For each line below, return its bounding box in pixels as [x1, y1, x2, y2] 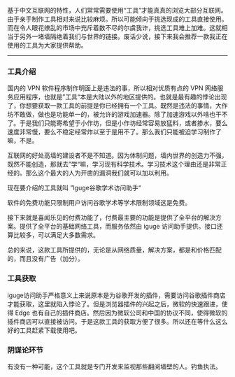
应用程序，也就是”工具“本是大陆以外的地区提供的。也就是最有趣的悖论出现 [13, 93, 227, 101]
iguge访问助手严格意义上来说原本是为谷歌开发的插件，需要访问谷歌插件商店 [7, 291, 226, 299]
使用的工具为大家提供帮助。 [7, 41, 87, 49]
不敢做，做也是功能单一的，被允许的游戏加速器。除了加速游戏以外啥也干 [13, 111, 222, 119]
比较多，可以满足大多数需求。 [13, 231, 99, 239]
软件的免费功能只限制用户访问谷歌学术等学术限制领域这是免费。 [7, 199, 191, 207]
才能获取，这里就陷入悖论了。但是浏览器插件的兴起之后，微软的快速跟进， [7, 299, 222, 308]
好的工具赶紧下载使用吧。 [7, 326, 81, 334]
